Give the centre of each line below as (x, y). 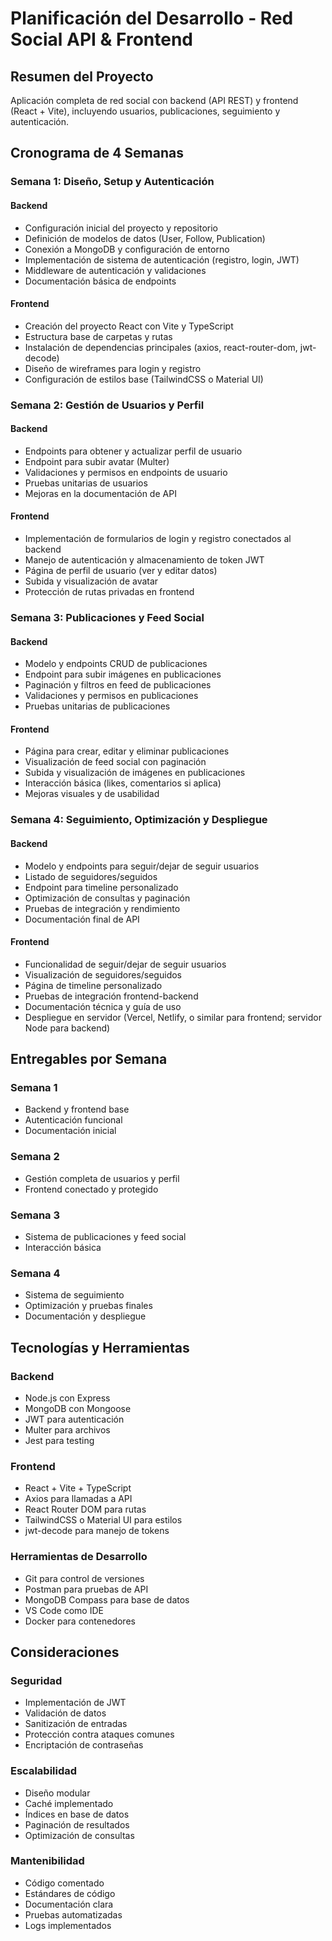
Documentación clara (69, 1904)
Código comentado (64, 1883)
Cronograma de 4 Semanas (97, 153)
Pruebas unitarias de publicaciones (97, 706)
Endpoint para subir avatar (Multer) (97, 461)
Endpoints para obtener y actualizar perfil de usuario (133, 451)
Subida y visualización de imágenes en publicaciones (135, 773)
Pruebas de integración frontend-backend (111, 996)
